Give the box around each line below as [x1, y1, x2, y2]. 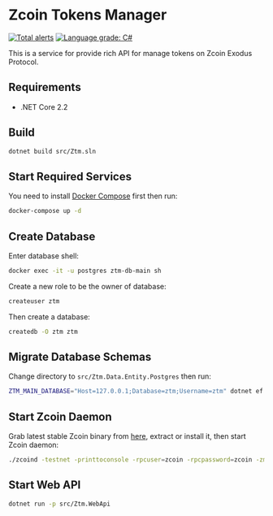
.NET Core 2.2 [19, 102, 68, 111]
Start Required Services [8, 169, 132, 184]
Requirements [8, 80, 81, 94]
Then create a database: [8, 311, 91, 322]
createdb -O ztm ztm [8, 327, 79, 336]
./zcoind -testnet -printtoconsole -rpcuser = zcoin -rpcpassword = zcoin [8, 456, 253, 464]
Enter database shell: [8, 250, 80, 261]
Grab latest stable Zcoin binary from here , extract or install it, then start [8, 431, 246, 441]
